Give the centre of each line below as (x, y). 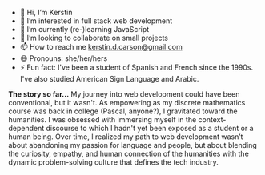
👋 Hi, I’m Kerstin (46, 12)
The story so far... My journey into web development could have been (124, 94)
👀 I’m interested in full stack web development (96, 21)
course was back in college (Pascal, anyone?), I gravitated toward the (123, 111)
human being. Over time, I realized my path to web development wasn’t (126, 137)
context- (212, 119)
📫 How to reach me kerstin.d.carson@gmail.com (101, 47)
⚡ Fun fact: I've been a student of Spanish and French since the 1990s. (137, 67)
